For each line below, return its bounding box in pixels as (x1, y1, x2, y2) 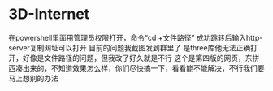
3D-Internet (8, 5, 90, 24)
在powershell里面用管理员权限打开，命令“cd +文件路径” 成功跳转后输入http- (8, 32, 263, 42)
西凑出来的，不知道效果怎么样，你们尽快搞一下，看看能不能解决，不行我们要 (8, 63, 265, 73)
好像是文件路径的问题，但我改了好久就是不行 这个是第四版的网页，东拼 (22, 53, 260, 63)
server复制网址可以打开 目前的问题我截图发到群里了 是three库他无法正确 (8, 42, 251, 53)
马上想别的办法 (8, 73, 58, 83)
